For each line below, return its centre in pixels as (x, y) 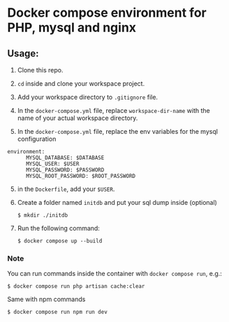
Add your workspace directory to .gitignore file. (88, 97)
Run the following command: (58, 228)
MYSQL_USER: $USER (52, 164)
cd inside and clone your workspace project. (81, 84)
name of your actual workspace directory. (77, 118)
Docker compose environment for (107, 13)
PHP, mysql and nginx (72, 28)
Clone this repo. (40, 70)
